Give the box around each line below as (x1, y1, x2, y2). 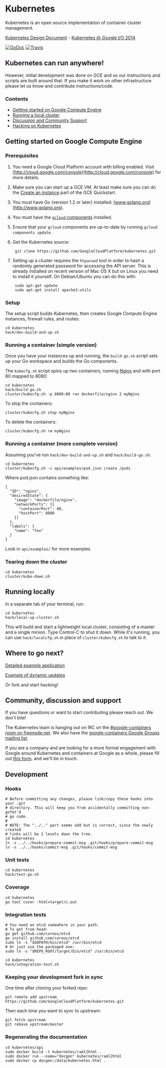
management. (5, 25, 34, 31)
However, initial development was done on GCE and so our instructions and (5, 72, 160, 78)
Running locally (5, 588, 55, 596)
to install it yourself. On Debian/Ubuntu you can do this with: (12, 273, 136, 279)
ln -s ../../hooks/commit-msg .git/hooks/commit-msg (5, 845, 117, 850)
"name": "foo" (14, 528, 43, 533)
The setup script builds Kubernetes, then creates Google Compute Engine (5, 310, 157, 316)
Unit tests (5, 856, 29, 863)
